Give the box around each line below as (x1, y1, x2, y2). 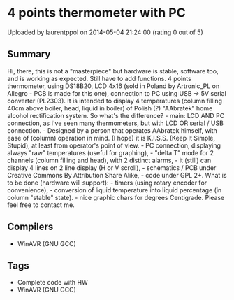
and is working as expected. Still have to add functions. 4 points (7, 74, 192, 83)
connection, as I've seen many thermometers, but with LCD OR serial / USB (7, 119, 224, 127)
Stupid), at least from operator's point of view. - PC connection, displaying (7, 141, 221, 150)
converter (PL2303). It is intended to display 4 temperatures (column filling (7, 97, 222, 105)
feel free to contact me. (7, 201, 75, 209)
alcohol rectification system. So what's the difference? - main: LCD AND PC (7, 111, 225, 120)
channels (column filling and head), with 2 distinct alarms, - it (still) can (7, 156, 212, 164)
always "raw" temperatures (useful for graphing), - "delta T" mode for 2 (7, 148, 214, 157)
